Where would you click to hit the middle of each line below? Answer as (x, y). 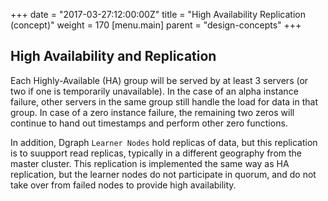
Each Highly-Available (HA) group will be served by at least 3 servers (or (159, 80)
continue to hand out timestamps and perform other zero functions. (149, 123)
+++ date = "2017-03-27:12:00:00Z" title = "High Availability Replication (158, 14)
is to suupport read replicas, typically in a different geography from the (156, 153)
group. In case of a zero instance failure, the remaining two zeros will (152, 112)
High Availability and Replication (113, 56)
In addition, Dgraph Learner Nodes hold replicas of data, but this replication (164, 142)
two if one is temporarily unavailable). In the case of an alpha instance (154, 91)
